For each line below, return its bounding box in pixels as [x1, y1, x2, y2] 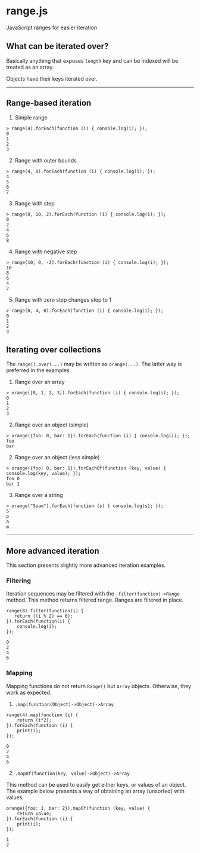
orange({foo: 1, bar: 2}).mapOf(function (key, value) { [6, 805, 151, 811]
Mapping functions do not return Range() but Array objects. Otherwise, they [6, 682, 192, 689]
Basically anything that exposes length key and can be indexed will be [6, 57, 179, 64]
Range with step [14, 200, 55, 207]
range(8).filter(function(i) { [6, 608, 84, 614]
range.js [6, 4, 48, 18]
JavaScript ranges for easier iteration [6, 24, 98, 31]
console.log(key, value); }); [6, 471, 82, 477]
